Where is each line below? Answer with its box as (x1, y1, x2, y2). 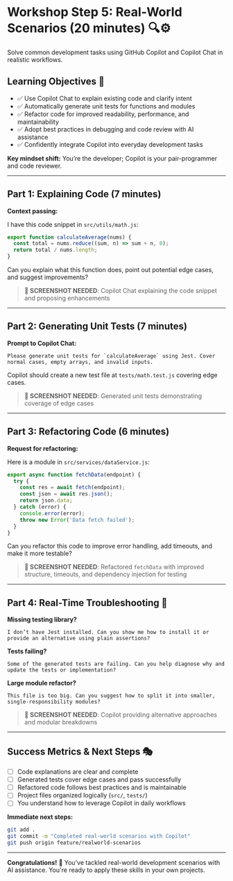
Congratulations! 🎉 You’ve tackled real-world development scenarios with (7, 859, 221, 866)
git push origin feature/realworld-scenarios (7, 839, 141, 846)
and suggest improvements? (7, 273, 89, 282)
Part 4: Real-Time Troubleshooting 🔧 (7, 596, 168, 609)
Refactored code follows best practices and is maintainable (17, 784, 187, 792)
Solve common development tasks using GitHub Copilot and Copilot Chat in (7, 48, 223, 56)
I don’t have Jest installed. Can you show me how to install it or (7, 629, 209, 636)
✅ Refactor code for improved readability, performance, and (17, 109, 189, 118)
